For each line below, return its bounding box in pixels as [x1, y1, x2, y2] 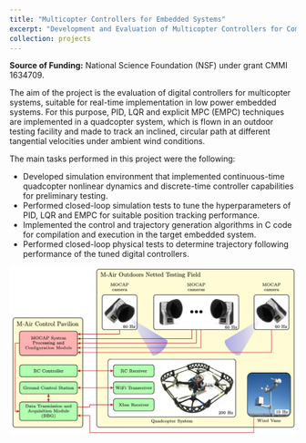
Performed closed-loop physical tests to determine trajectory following [22, 239, 290, 250]
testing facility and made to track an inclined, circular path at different [9, 126, 270, 137]
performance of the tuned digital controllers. [22, 249, 189, 260]
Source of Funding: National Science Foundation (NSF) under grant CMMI [9, 60, 289, 71]
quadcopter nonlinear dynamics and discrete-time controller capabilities [22, 180, 294, 191]
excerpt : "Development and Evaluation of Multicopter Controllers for [9, 24, 283, 34]
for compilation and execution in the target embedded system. [22, 229, 257, 241]
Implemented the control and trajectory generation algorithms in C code [22, 220, 293, 231]
